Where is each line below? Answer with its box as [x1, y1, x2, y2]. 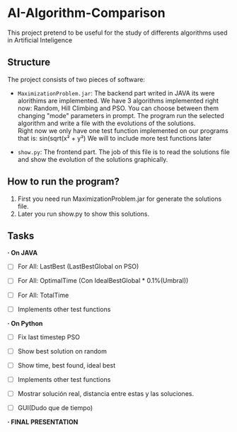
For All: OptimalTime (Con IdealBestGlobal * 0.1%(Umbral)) [17, 276, 189, 285]
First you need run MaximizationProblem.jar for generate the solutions [17, 194, 222, 203]
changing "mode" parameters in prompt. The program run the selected [17, 111, 224, 119]
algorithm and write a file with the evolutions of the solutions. [17, 119, 196, 127]
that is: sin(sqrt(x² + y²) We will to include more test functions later [17, 134, 212, 142]
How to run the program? [7, 175, 120, 188]
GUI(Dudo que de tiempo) [17, 403, 93, 411]
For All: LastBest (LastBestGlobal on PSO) [17, 262, 139, 271]
